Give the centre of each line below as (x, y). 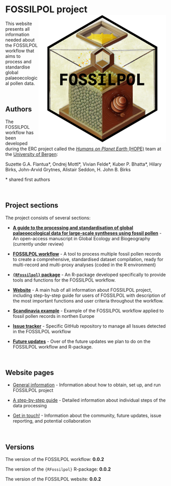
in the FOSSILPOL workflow (42, 331)
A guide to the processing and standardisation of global (73, 227)
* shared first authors (28, 179)
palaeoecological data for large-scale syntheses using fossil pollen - (87, 233)
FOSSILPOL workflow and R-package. (53, 346)
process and (18, 61)
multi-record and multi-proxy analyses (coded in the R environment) (84, 265)
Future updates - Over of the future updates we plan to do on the (81, 341)
